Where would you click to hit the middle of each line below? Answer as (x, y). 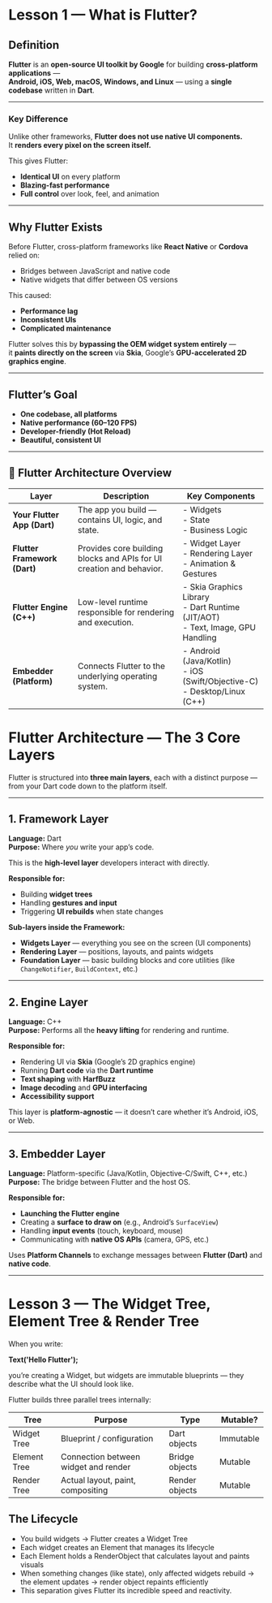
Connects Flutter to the (122, 666)
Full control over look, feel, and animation (89, 194)
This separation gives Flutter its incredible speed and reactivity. (126, 1590)
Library (196, 597)
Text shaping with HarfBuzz (68, 1079)
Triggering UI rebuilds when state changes (91, 912)
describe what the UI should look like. (71, 1384)
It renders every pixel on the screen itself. (80, 145)
